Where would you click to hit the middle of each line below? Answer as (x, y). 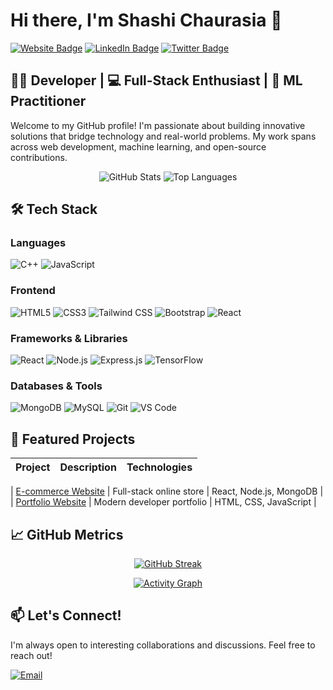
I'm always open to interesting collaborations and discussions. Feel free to (163, 645)
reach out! (31, 655)
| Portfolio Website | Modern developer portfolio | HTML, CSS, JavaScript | (163, 502)
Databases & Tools (56, 386)
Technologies (159, 467)
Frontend (33, 291)
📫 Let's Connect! (66, 615)
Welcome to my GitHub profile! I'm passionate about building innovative (158, 125)
